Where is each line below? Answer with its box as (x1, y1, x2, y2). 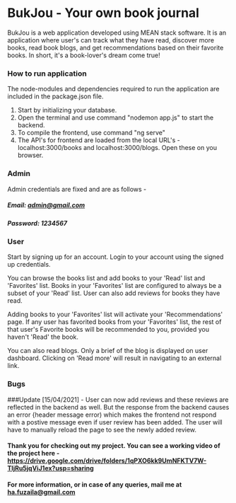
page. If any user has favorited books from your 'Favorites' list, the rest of (7, 318, 222, 326)
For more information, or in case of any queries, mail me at (7, 480, 182, 489)
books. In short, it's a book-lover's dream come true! (7, 51, 160, 59)
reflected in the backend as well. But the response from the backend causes (7, 403, 230, 411)
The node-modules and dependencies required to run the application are (7, 85, 220, 93)
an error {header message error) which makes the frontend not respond (7, 410, 217, 419)
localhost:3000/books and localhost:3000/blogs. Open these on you (17, 144, 218, 152)
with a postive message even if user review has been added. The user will (7, 417, 223, 426)
